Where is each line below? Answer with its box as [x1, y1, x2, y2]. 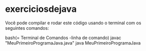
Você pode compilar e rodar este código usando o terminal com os [5, 20, 142, 26]
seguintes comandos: [5, 25, 49, 31]
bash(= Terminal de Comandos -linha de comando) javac [5, 35, 121, 41]
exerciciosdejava [5, 3, 77, 15]
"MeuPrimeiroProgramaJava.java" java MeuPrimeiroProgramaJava [5, 40, 141, 46]
